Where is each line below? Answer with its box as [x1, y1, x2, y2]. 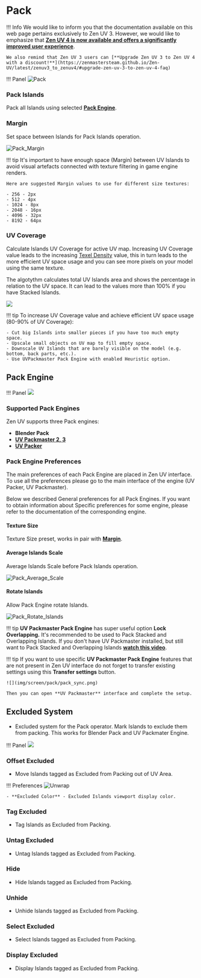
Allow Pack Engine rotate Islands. [6, 601, 89, 608]
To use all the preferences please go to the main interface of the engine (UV [6, 477, 195, 484]
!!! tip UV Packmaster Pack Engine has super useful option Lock [6, 624, 167, 632]
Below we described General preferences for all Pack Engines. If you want [6, 495, 190, 503]
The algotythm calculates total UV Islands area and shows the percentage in [6, 276, 196, 283]
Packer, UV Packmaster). [6, 484, 68, 491]
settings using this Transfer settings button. [6, 668, 116, 675]
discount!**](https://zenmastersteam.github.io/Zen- [25, 60, 161, 66]
